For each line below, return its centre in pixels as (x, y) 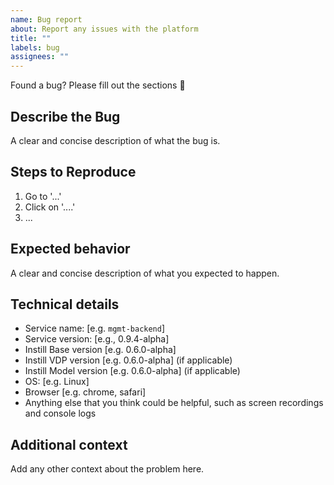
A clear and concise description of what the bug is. (115, 140)
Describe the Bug (65, 116)
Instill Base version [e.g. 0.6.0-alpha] (100, 350)
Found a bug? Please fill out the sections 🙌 (98, 85)
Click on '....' (50, 207)
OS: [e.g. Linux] (57, 382)
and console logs (60, 413)
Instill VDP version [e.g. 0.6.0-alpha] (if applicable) (128, 360)
